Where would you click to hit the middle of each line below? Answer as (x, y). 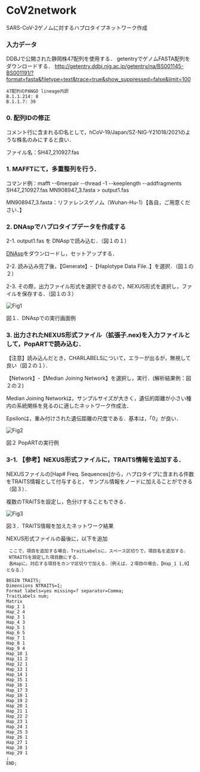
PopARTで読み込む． (54, 344)
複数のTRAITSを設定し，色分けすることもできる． (68, 502)
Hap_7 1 (16, 638)
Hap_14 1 (17, 674)
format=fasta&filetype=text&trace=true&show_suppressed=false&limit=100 (99, 79)
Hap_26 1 (17, 737)
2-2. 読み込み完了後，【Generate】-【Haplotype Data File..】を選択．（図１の (100, 266)
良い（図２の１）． (28, 365)
